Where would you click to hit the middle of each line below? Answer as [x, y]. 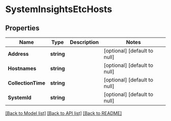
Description [84, 42]
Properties [22, 28]
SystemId [20, 97]
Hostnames [22, 68]
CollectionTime [27, 83]
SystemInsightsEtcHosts [59, 9]
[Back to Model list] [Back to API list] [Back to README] [64, 113]
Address [18, 54]
